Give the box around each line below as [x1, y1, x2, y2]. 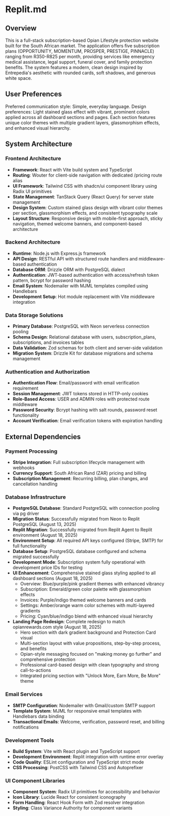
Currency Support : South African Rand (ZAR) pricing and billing [12, 470, 147, 476]
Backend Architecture [5, 239, 61, 246]
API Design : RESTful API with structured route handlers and [12, 255, 138, 261]
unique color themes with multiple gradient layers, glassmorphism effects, [5, 120, 160, 126]
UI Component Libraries [5, 777, 65, 784]
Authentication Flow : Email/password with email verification [12, 380, 140, 386]
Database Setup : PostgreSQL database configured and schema [12, 548, 146, 555]
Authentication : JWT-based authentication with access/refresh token [12, 272, 159, 278]
